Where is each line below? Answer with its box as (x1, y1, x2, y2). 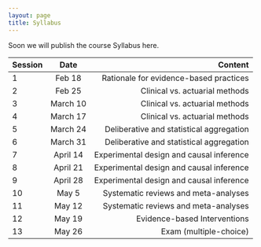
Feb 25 (54, 85, 82, 96)
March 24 (50, 124, 86, 135)
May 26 (53, 226, 83, 237)
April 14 (53, 149, 84, 160)
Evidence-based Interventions (136, 213, 249, 224)
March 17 (50, 111, 86, 122)
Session (12, 59, 43, 70)
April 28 (53, 175, 84, 186)
